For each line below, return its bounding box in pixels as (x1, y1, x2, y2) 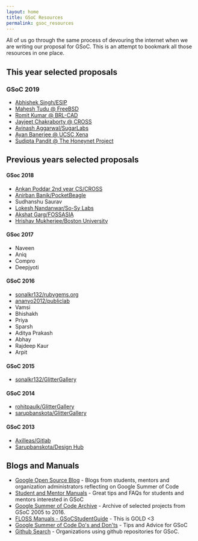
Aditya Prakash (14, 330, 53, 337)
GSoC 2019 (6, 85, 40, 94)
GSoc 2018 (6, 171, 34, 179)
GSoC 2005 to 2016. (14, 508, 66, 516)
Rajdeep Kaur (14, 342, 49, 350)
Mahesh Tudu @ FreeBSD (14, 105, 79, 112)
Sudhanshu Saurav (14, 197, 62, 205)
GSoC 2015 (6, 362, 35, 370)
